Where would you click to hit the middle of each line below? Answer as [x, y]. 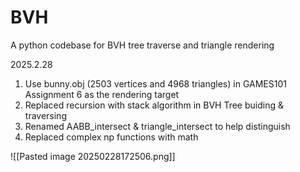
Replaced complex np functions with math [111, 137]
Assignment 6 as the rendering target [102, 94]
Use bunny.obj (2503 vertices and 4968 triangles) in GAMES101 [155, 83]
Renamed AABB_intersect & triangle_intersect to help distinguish [157, 126]
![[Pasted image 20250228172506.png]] [93, 156]
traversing [45, 115]
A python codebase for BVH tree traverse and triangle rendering [142, 45]
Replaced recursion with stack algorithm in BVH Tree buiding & [154, 105]
